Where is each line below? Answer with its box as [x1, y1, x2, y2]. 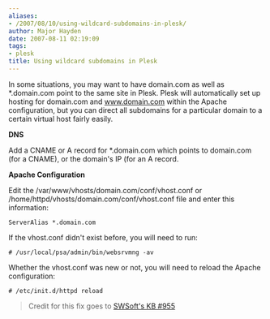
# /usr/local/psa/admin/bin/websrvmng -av [8, 248, 154, 256]
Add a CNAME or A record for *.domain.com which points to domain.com [8, 145, 252, 155]
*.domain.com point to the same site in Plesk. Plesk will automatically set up [8, 88, 261, 97]
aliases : [8, 11, 38, 20]
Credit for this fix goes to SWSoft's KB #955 [28, 301, 176, 311]
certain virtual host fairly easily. [8, 114, 114, 123]
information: [8, 202, 49, 212]
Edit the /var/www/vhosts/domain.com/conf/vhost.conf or [8, 185, 203, 195]
